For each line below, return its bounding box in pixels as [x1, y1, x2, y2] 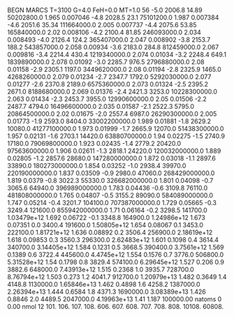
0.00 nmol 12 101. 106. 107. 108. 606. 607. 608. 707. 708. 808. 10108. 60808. [7, 303, 224, 310]
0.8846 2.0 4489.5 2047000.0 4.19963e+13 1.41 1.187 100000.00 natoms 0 [7, 295, 222, 303]
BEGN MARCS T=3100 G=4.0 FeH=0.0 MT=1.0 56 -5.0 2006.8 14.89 [7, 6, 203, 14]
